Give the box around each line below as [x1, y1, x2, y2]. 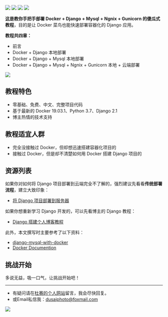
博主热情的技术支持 [12, 114, 52, 120]
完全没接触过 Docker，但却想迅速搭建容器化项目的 [12, 144, 116, 150]
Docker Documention [12, 245, 56, 251]
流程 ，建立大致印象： [5, 187, 49, 193]
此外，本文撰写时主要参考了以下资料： [5, 229, 84, 235]
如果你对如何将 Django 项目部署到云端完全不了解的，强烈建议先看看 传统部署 [5, 180, 162, 187]
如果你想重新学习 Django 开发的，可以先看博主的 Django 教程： [5, 208, 136, 214]
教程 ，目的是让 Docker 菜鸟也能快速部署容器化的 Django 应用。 [5, 22, 136, 27]
